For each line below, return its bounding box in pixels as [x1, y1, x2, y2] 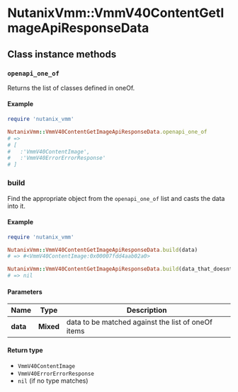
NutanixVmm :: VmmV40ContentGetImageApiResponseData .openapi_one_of [7, 128, 208, 135]
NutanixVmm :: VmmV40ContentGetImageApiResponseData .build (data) [7, 246, 198, 253]
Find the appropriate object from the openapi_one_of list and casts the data [7, 194, 225, 202]
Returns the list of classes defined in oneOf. [7, 83, 135, 92]
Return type [7, 345, 44, 354]
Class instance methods [7, 48, 117, 60]
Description [126, 306, 167, 316]
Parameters [7, 287, 42, 296]
